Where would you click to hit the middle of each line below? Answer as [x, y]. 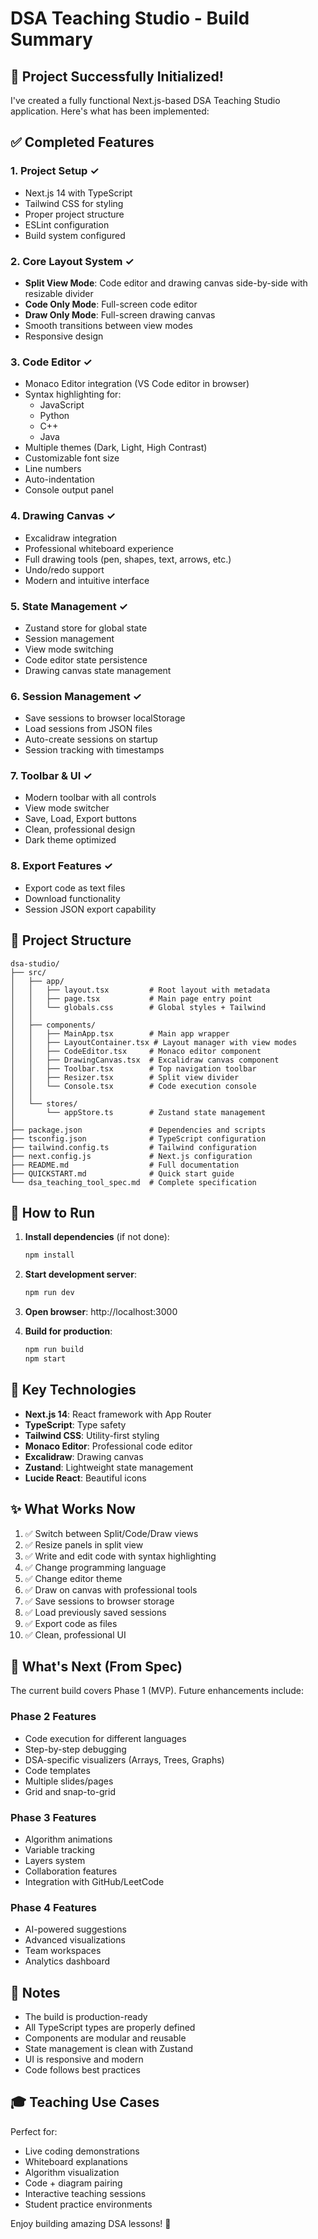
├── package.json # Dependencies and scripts [138, 1130]
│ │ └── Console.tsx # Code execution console [133, 1086]
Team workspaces [63, 1951]
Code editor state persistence [86, 659]
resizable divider [59, 293]
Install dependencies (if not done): [97, 1237]
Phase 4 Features [53, 1907]
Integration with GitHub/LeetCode [94, 1881]
